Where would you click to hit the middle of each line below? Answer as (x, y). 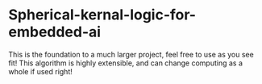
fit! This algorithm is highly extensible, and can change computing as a (126, 63)
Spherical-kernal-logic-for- (102, 15)
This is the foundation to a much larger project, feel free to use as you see (131, 54)
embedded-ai (55, 32)
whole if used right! (40, 71)
